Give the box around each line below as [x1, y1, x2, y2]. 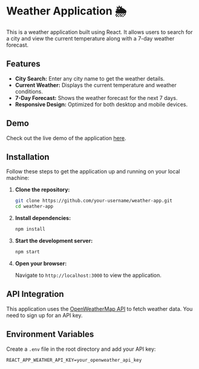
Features [6, 59, 41, 69]
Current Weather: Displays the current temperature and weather [15, 81, 177, 88]
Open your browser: [15, 259, 67, 267]
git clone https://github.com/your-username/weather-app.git [15, 198, 173, 204]
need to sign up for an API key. [6, 311, 83, 319]
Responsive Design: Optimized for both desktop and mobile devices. [15, 101, 188, 108]
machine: [6, 175, 30, 182]
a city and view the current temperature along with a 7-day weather [6, 35, 175, 42]
